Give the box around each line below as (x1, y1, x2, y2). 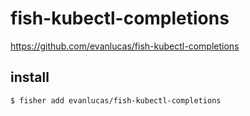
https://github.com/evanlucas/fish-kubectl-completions (10, 40, 240, 52)
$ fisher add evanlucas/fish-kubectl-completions (10, 95, 222, 106)
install (10, 69, 50, 86)
